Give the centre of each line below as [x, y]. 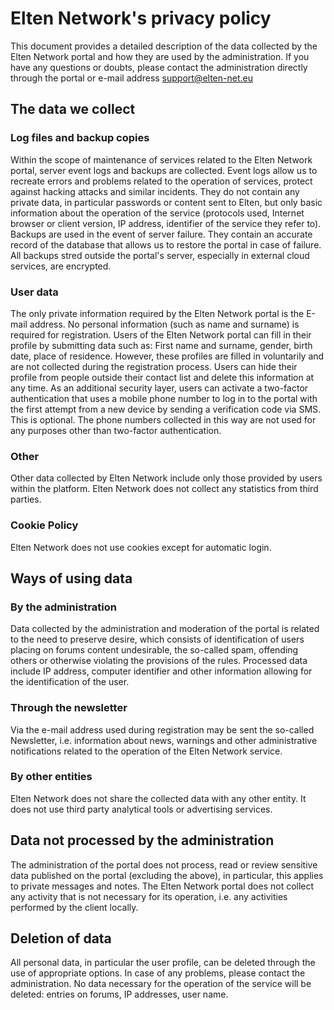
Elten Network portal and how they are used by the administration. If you [160, 56]
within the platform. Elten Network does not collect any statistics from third [164, 489]
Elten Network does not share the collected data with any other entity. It [158, 798]
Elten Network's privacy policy [141, 18]
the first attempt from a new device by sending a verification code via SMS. [166, 409]
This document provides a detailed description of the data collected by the [164, 46]
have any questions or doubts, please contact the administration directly [159, 67]
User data [34, 292]
